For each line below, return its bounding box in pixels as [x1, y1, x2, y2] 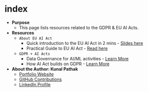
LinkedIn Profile [19, 81, 51, 87]
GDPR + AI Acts [19, 51, 50, 56]
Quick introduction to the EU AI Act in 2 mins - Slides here [26, 40, 143, 46]
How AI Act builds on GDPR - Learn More [26, 61, 110, 67]
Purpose [11, 19, 30, 25]
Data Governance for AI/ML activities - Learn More [26, 55, 129, 61]
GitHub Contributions [19, 76, 62, 82]
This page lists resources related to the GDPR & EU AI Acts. [19, 24, 139, 30]
